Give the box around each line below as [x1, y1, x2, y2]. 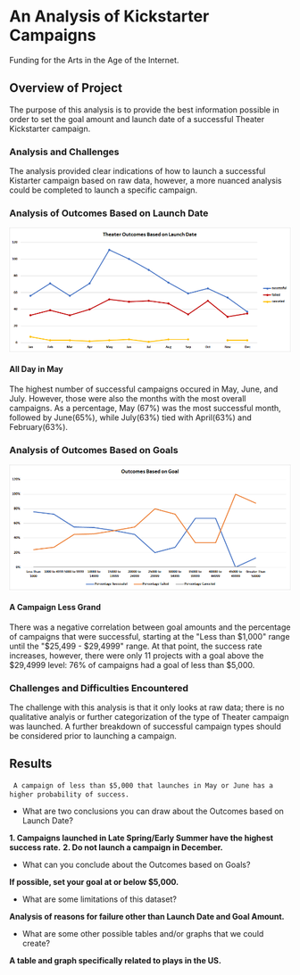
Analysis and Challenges [9, 145, 120, 158]
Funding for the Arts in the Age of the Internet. [9, 54, 179, 65]
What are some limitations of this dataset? [21, 894, 177, 905]
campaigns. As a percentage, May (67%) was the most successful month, [9, 403, 281, 414]
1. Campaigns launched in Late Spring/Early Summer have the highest [9, 832, 274, 843]
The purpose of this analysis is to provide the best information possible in [9, 104, 279, 115]
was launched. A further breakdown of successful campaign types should [9, 721, 281, 732]
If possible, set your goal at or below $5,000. [9, 876, 179, 887]
